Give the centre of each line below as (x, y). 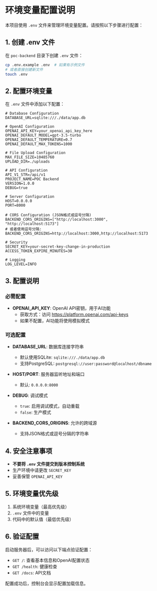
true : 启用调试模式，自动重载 (50, 406)
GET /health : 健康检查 (35, 566)
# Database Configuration (32, 114)
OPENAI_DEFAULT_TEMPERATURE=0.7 (39, 140)
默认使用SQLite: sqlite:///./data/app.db (62, 357)
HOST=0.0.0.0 (19, 201)
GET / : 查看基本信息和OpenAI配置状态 (51, 560)
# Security (16, 242)
